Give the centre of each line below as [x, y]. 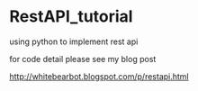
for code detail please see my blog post [83, 59]
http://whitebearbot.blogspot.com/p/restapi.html [99, 76]
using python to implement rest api [74, 41]
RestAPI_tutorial [71, 17]
